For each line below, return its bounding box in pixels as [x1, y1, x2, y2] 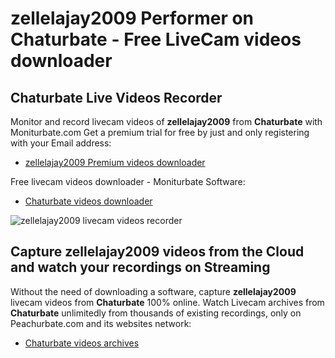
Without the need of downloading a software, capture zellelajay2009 [10, 285, 297, 297]
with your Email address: [10, 137, 112, 149]
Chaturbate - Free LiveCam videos [10, 28, 302, 51]
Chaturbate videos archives [24, 337, 140, 349]
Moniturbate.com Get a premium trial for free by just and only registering [10, 127, 310, 138]
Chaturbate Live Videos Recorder [10, 89, 223, 106]
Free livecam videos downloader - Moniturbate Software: [10, 176, 246, 187]
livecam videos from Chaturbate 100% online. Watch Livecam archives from [10, 296, 325, 308]
